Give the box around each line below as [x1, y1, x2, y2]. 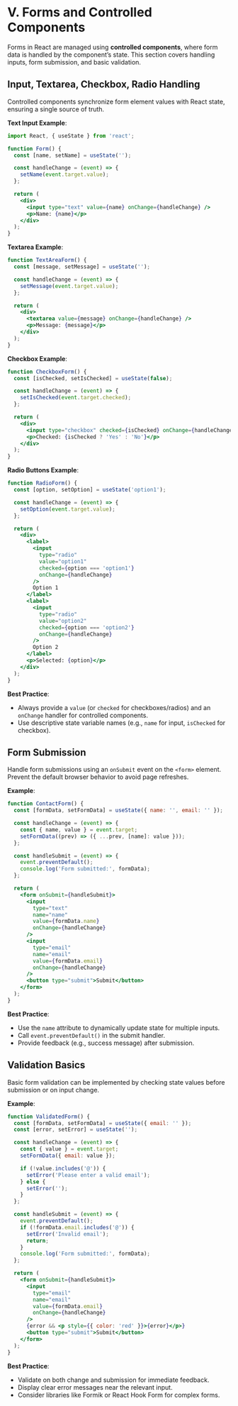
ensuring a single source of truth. [7, 104, 105, 114]
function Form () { [7, 145, 62, 153]
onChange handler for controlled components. [17, 711, 149, 719]
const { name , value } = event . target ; [20, 826, 138, 834]
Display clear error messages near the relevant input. [17, 1383, 173, 1391]
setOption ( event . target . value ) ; [20, 505, 115, 513]
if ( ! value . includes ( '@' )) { [20, 1165, 106, 1172]
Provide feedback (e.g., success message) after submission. [17, 1039, 195, 1047]
